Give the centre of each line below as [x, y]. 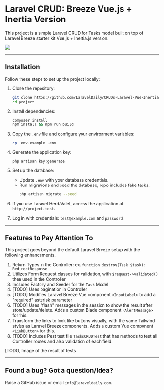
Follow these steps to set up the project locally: [52, 79]
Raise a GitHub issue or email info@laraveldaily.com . [59, 382]
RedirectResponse [30, 269]
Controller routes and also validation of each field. [62, 341]
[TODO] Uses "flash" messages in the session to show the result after [82, 305]
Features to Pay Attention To [49, 238]
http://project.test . [33, 208]
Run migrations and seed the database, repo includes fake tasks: [85, 185]
